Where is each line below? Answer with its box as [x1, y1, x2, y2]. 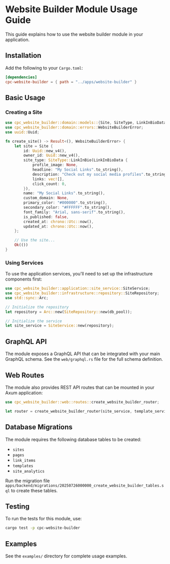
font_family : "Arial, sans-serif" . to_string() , [23, 209, 125, 214]
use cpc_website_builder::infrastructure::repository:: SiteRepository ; [5, 291, 159, 296]
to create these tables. [11, 487, 58, 493]
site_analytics [12, 468, 45, 474]
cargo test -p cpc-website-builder [5, 525, 80, 530]
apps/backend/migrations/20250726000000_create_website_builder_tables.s [5, 483, 164, 488]
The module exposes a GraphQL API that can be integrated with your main [5, 351, 160, 357]
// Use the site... [14, 238, 56, 243]
